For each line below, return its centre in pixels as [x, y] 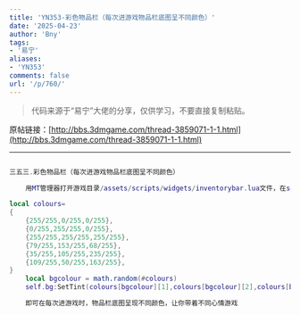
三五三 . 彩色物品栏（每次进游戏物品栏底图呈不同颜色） [95, 172]
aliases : [25, 59]
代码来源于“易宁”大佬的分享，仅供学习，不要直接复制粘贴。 [140, 110]
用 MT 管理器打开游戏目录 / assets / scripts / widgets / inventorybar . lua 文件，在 [156, 188]
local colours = [37, 204]
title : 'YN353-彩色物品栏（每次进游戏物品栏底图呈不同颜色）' [112, 17]
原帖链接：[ [30, 129]
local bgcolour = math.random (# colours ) [101, 279]
